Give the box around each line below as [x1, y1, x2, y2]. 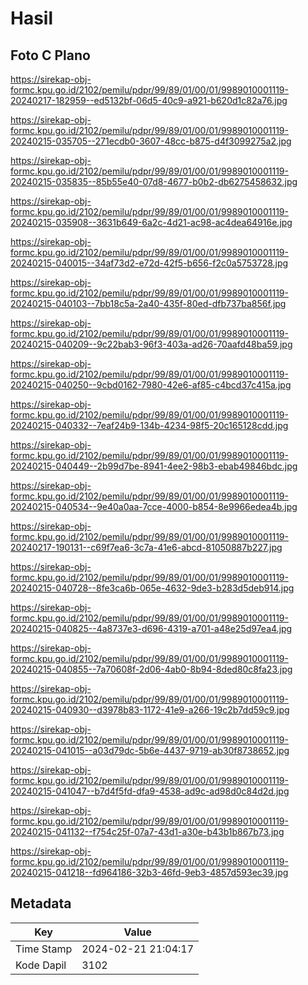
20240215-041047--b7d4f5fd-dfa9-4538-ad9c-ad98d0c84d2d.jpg [10, 785, 290, 797]
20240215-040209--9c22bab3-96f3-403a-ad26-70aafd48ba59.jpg [10, 338, 293, 350]
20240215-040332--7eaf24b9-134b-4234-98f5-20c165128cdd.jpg [10, 420, 289, 431]
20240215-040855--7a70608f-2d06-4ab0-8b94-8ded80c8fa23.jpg [10, 663, 293, 675]
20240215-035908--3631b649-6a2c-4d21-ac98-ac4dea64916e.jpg [10, 217, 293, 228]
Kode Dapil [15, 958, 67, 972]
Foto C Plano [10, 47, 91, 64]
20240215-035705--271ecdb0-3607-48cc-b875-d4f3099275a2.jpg [10, 135, 292, 147]
